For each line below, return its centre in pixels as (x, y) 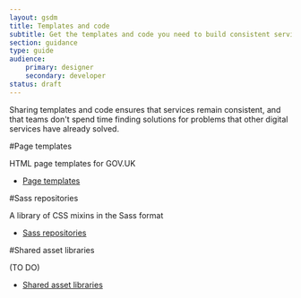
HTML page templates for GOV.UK (73, 163)
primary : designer (60, 68)
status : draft (36, 84)
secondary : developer (65, 76)
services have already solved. (64, 128)
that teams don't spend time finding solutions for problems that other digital (149, 119)
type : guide (31, 51)
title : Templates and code (60, 26)
